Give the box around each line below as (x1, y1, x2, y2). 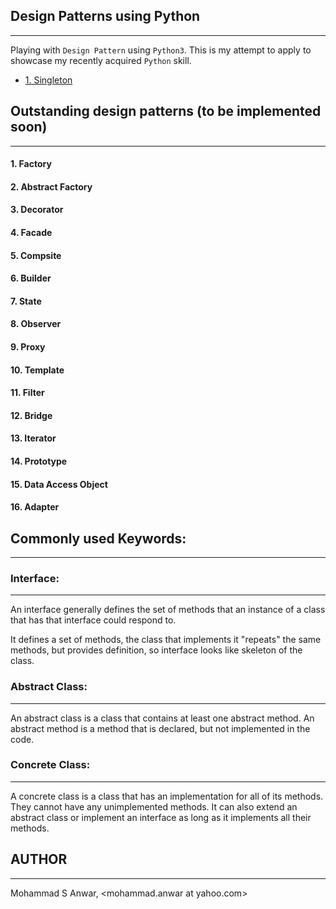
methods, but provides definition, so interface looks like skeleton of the (10, 644, 303, 656)
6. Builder (10, 272, 52, 284)
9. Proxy (10, 340, 46, 353)
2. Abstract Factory (10, 180, 93, 193)
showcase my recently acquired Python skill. (10, 54, 192, 66)
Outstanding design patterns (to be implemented (10, 103, 322, 120)
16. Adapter (10, 501, 60, 513)
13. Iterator (10, 432, 57, 444)
